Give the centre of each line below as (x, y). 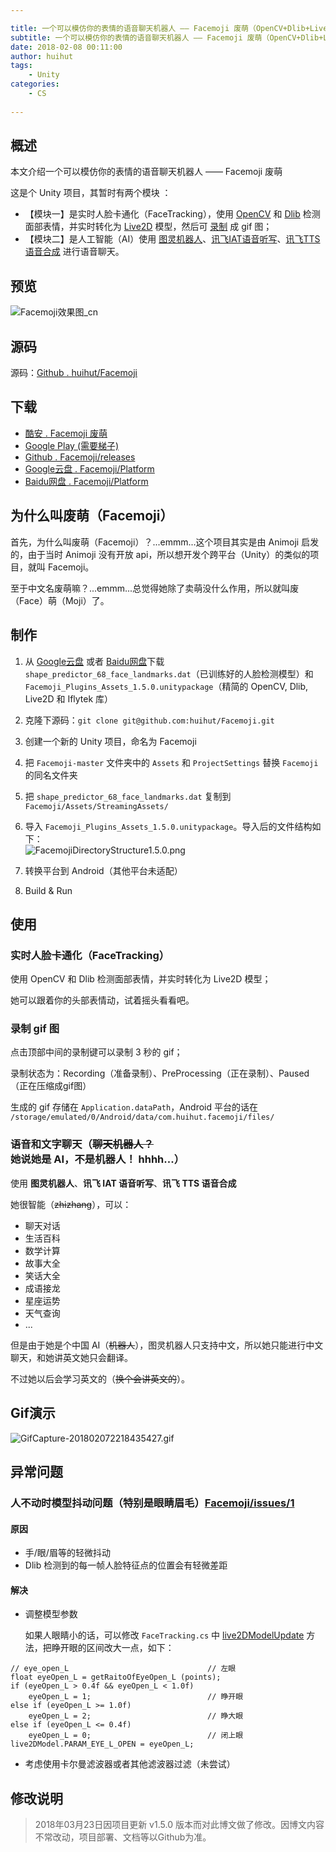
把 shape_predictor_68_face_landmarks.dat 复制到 (128, 796)
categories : (35, 84)
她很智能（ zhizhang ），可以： (71, 1204)
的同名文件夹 (51, 775)
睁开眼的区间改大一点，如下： (113, 1648)
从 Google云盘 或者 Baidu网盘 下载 (94, 661)
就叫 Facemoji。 (61, 567)
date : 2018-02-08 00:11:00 (66, 47)
